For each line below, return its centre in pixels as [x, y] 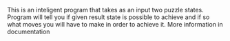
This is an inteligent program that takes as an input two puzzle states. [106, 10]
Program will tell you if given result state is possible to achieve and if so [108, 17]
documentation [29, 31]
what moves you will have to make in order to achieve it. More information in [115, 24]
